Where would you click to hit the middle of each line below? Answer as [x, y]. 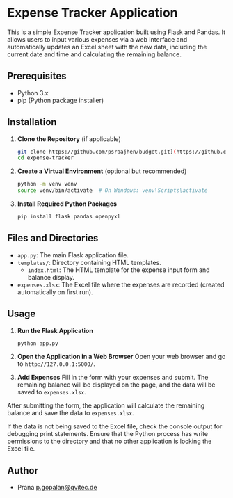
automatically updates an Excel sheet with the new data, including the [107, 47]
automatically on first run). [55, 292]
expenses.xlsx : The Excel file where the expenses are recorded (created [121, 284]
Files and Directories [53, 238]
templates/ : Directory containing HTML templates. [89, 262]
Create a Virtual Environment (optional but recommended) [102, 171]
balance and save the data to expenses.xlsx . [71, 413]
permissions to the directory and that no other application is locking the [110, 441]
